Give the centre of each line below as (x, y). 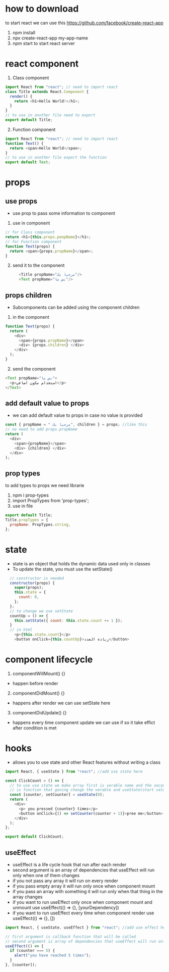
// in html (21, 630)
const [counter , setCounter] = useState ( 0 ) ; (57, 795)
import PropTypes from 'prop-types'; (51, 501)
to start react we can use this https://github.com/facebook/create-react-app (84, 23)
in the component (31, 317)
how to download (42, 9)
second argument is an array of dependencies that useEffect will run (83, 870)
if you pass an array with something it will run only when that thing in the (88, 891)
